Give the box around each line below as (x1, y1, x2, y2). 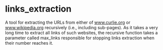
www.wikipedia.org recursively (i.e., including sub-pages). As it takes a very (5, 24, 158, 30)
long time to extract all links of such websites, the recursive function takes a (5, 30, 158, 35)
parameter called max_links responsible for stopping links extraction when (5, 35, 155, 41)
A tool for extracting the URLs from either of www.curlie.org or (5, 19, 131, 25)
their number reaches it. (5, 40, 54, 46)
